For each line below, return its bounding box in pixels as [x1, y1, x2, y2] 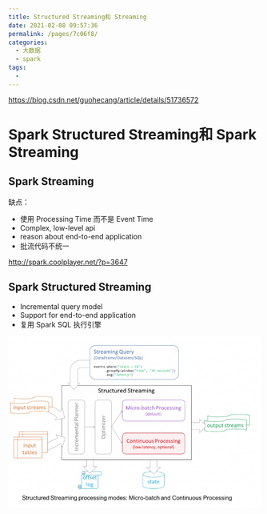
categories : [8, 38, 48, 46]
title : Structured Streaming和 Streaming [8, 13, 147, 21]
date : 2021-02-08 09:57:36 [8, 21, 98, 30]
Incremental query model [19, 301, 103, 311]
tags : [8, 64, 26, 72]
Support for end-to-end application [19, 310, 137, 319]
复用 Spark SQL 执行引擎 [19, 319, 102, 329]
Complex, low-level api [19, 223, 96, 232]
